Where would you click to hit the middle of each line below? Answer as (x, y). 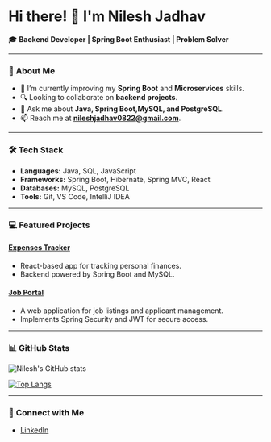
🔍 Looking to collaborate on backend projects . (99, 98)
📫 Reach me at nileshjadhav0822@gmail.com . (100, 118)
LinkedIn (34, 430)
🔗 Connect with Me (46, 413)
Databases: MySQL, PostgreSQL (75, 188)
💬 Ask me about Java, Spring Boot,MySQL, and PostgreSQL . (122, 109)
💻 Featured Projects (49, 225)
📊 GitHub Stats (39, 348)
